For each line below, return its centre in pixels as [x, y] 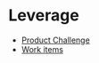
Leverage [44, 16]
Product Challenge [55, 40]
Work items [42, 49]
